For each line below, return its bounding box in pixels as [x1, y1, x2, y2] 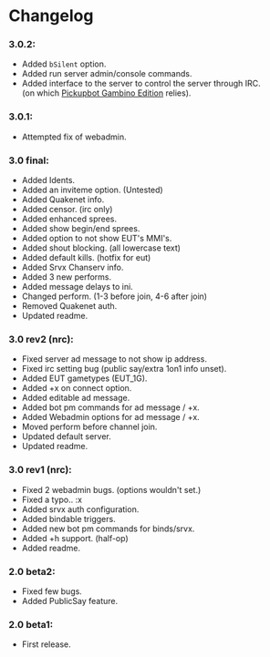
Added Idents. [21, 175, 75, 186]
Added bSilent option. [21, 58, 107, 69]
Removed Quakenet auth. [21, 301, 118, 312]
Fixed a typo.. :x [21, 494, 83, 505]
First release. [21, 639, 71, 650]
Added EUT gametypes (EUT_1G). [21, 373, 148, 384]
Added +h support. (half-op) [21, 532, 129, 543]
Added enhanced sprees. [21, 213, 118, 224]
